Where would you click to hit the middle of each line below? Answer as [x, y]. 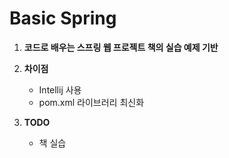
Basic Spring [63, 18]
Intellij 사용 [60, 89]
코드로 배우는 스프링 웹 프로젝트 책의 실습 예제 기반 [121, 47]
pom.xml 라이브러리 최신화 [91, 102]
